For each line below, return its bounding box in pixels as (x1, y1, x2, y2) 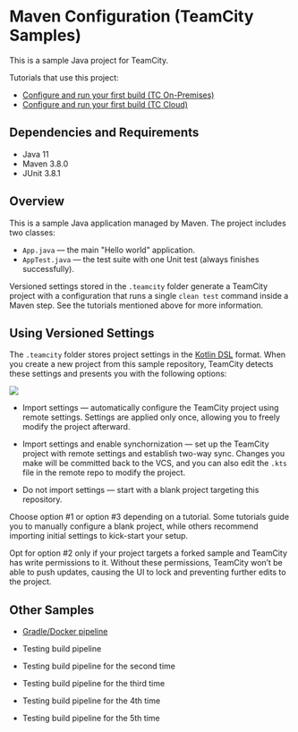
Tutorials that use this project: (9, 72, 119, 82)
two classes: (9, 226, 55, 238)
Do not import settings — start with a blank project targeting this (21, 485, 260, 496)
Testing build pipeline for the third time (21, 678, 166, 689)
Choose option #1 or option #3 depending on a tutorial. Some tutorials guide (9, 512, 289, 523)
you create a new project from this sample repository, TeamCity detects (9, 359, 274, 370)
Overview (9, 194, 65, 209)
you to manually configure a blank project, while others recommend (9, 521, 259, 532)
